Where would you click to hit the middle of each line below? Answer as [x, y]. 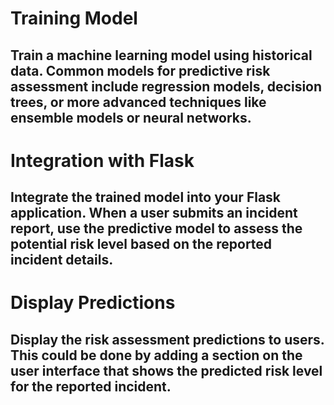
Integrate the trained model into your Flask [146, 197]
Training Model [74, 18]
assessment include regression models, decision [166, 86]
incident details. [62, 260]
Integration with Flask [102, 160]
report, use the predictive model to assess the [156, 228]
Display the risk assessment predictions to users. [167, 339]
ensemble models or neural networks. [131, 117]
